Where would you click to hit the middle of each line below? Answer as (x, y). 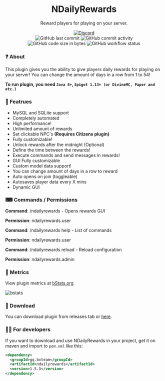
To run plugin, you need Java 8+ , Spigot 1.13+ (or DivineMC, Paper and (80, 84)
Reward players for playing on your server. (84, 23)
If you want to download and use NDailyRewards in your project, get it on (80, 340)
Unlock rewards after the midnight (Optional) (58, 144)
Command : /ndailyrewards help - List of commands (58, 230)
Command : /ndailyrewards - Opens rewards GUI (55, 210)
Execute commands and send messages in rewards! (66, 155)
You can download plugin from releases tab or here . (59, 316)
